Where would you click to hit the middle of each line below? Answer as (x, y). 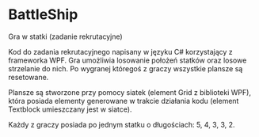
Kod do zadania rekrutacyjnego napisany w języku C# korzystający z (121, 51)
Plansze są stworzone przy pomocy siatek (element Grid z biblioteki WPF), (130, 92)
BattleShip (43, 15)
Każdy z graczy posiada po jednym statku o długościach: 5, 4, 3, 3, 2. (122, 124)
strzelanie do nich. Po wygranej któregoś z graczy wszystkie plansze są (126, 68)
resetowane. (29, 77)
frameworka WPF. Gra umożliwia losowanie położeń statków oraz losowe (128, 60)
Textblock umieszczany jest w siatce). (70, 109)
